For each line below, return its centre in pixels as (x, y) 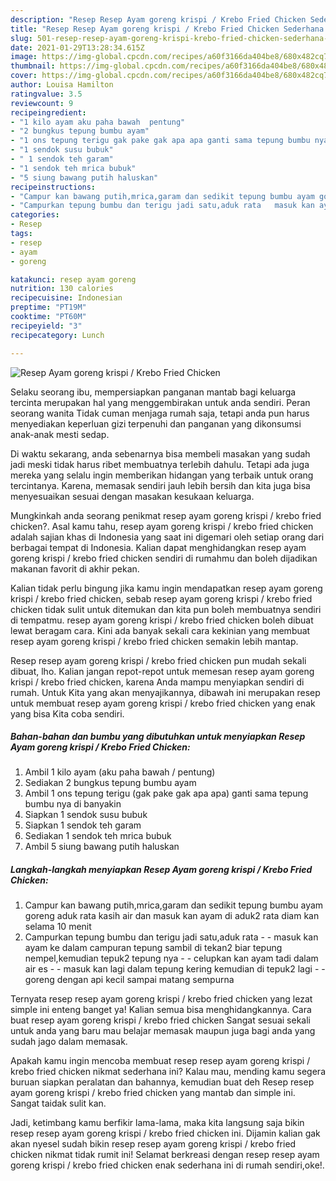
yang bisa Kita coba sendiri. (67, 713)
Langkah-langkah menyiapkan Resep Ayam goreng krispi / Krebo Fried (161, 870)
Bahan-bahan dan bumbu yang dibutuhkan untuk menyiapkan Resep (158, 737)
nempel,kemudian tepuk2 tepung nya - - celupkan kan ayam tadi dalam (171, 958)
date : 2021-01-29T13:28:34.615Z (77, 47)
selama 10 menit (58, 927)
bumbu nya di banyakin (73, 804)
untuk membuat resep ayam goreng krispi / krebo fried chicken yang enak (163, 703)
